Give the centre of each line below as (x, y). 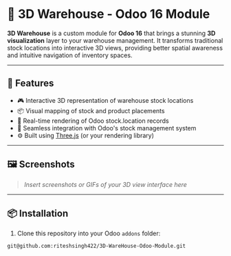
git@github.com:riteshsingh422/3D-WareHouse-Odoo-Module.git (97, 246)
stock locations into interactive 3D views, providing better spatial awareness (115, 48)
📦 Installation (38, 213)
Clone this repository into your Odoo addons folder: (89, 233)
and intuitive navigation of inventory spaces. (70, 55)
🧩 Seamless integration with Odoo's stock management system (107, 128)
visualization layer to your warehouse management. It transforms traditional (115, 40)
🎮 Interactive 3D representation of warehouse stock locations (105, 100)
